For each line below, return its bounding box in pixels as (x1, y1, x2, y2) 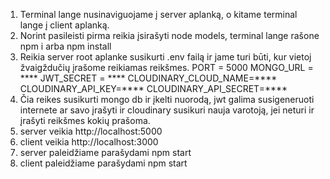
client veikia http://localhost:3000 (19, 136, 159, 148)
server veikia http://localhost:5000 (19, 125, 163, 137)
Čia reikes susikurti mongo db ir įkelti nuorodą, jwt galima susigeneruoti (19, 94, 315, 105)
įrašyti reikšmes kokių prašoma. (19, 115, 151, 126)
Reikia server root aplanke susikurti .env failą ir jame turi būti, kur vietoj (19, 51, 312, 63)
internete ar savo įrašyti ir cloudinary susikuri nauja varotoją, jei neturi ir (19, 104, 315, 116)
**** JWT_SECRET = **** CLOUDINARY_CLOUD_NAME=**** (19, 72, 278, 84)
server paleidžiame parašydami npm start (19, 147, 192, 158)
